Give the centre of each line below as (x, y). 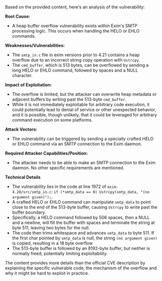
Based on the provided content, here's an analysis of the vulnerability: (75, 7)
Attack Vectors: (21, 129)
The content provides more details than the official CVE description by (75, 263)
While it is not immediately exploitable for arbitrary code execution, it (81, 104)
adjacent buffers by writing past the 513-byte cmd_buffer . (69, 99)
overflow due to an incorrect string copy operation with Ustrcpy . (76, 60)
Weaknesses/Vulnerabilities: (35, 45)
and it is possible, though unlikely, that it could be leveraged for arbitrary (84, 115)
